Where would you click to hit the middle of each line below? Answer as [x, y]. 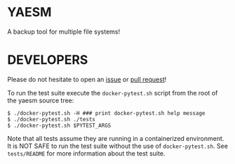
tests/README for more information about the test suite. [86, 153]
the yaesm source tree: [41, 100]
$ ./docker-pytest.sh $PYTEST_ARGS [59, 125]
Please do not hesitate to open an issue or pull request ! [87, 79]
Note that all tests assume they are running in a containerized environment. [116, 138]
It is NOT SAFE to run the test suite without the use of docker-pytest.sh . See [117, 146]
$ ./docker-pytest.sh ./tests [52, 119]
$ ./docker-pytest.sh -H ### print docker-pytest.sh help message [106, 113]
